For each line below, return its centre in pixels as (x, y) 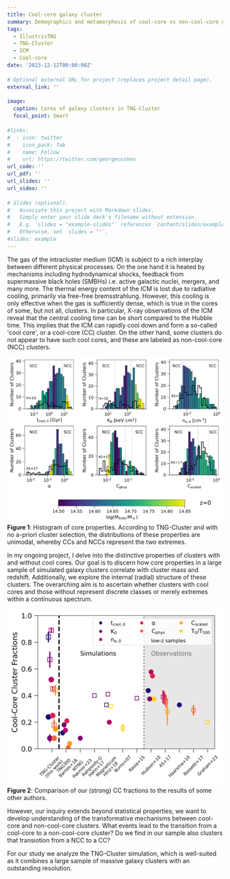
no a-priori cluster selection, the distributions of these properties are (104, 535)
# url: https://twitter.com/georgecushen (72, 159)
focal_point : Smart (41, 116)
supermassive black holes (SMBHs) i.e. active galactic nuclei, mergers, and (113, 281)
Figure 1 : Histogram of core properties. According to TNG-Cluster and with (112, 527)
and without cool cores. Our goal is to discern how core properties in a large (115, 562)
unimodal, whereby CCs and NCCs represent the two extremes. (97, 542)
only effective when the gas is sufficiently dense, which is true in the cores (112, 303)
